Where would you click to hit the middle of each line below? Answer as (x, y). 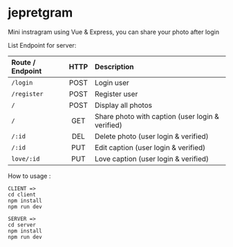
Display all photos (123, 105)
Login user (112, 82)
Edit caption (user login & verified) (150, 147)
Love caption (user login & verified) (152, 158)
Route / (24, 62)
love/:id (26, 158)
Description (114, 66)
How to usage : (29, 176)
